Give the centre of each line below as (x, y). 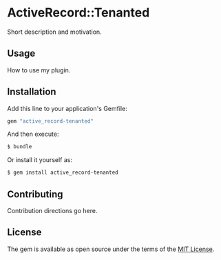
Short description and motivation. (54, 32)
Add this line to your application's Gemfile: (67, 108)
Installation (32, 92)
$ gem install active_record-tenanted (63, 173)
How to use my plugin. (39, 70)
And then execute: (33, 134)
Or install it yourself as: (40, 160)
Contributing (35, 194)
